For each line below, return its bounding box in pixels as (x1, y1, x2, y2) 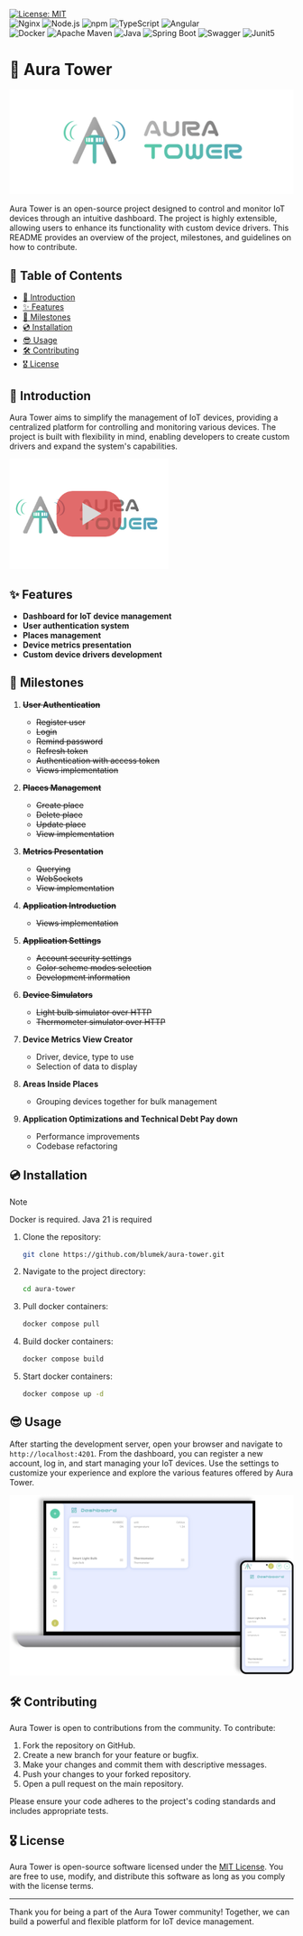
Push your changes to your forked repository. (22, 1769, 192, 1780)
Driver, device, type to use (35, 1051, 134, 1062)
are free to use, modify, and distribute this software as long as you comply (9, 1871, 286, 1882)
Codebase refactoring (35, 1140, 118, 1151)
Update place (35, 818, 87, 830)
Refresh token (35, 745, 88, 756)
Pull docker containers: (22, 1301, 109, 1312)
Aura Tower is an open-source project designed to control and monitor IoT (9, 203, 286, 214)
